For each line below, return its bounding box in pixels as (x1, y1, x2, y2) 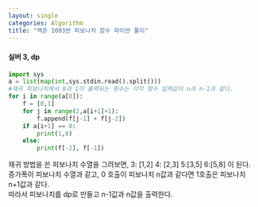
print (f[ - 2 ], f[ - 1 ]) (37, 144, 105, 152)
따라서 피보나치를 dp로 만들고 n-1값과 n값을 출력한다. (8, 189, 173, 199)
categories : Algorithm (8, 19, 83, 27)
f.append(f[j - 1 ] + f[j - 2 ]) (37, 115, 126, 123)
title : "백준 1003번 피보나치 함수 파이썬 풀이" (8, 26, 149, 34)
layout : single (8, 11, 59, 20)
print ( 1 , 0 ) (37, 129, 73, 138)
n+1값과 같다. (8, 180, 50, 189)
